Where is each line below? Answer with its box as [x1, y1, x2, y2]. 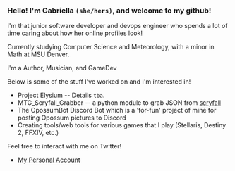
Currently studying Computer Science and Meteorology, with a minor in [7, 43, 215, 51]
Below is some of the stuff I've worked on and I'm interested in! [7, 77, 191, 86]
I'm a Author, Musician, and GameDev [7, 64, 117, 72]
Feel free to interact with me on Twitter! [7, 142, 122, 151]
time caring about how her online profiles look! [7, 29, 143, 37]
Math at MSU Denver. [7, 50, 70, 58]
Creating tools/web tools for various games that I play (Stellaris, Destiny [17, 121, 227, 129]
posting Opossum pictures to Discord [17, 113, 126, 122]
